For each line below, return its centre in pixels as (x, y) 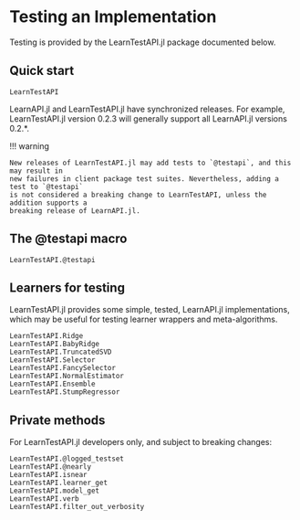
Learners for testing (67, 287)
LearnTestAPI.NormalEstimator (67, 377)
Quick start (42, 71)
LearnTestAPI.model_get (55, 491)
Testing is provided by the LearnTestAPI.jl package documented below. (143, 42)
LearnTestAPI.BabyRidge (55, 345)
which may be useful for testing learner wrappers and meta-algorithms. (144, 319)
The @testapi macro (68, 239)
